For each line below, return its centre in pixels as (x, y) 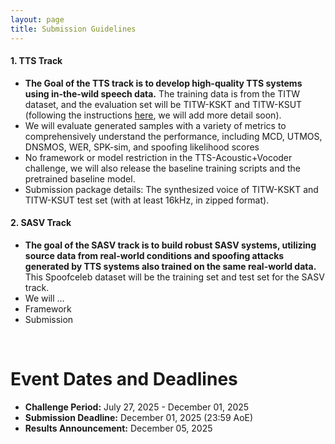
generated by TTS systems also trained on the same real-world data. (170, 266)
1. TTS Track (36, 61)
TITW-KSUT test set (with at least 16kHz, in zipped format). (147, 200)
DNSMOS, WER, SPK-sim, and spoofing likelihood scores (142, 147)
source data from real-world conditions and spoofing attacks (154, 255)
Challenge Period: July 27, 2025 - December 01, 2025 (137, 407)
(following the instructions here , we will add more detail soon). (153, 115)
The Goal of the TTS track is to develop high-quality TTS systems (163, 83)
